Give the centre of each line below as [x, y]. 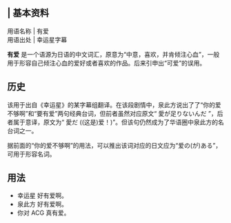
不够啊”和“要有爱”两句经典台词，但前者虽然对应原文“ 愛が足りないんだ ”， [112, 113]
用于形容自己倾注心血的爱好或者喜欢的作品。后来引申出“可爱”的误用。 [107, 63]
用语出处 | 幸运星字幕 [37, 39]
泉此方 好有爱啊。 [42, 204]
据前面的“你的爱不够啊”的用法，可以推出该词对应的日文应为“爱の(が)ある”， [114, 145]
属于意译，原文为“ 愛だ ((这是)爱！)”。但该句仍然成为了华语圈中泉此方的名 [118, 122]
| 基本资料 [28, 13]
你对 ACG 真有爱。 [43, 213]
